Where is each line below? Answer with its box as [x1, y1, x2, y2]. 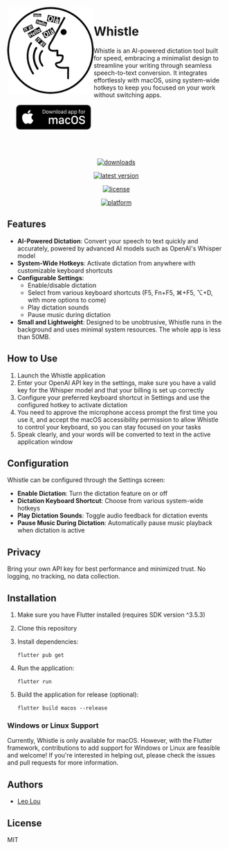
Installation [7, 592, 57, 604]
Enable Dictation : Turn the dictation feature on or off [17, 489, 168, 498]
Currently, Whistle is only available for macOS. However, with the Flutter [7, 737, 212, 745]
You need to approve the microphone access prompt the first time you [17, 408, 218, 416]
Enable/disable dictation [27, 281, 97, 289]
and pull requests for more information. [7, 759, 119, 767]
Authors [7, 778, 44, 790]
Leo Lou [17, 797, 41, 805]
